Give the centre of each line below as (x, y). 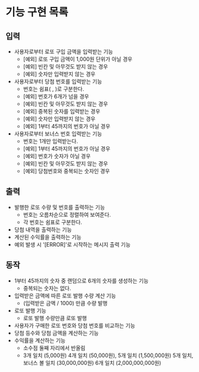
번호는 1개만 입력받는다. (50, 141)
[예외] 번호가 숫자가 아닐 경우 (57, 156)
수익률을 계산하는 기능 (40, 340)
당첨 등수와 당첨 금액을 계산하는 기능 (56, 333)
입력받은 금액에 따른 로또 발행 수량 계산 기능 (65, 296)
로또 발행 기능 (30, 310)
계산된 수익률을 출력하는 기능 (48, 237)
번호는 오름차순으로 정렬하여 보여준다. (67, 214)
